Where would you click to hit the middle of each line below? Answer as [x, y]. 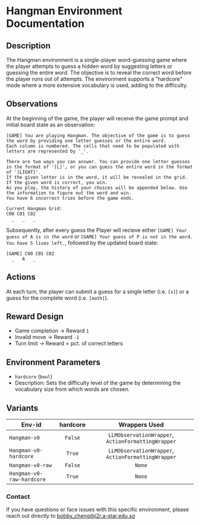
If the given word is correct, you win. [57, 182]
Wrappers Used [141, 425]
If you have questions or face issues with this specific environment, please [98, 510]
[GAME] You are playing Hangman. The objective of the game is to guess [98, 135]
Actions [21, 277]
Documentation [46, 24]
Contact [18, 496]
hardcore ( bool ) [33, 377]
